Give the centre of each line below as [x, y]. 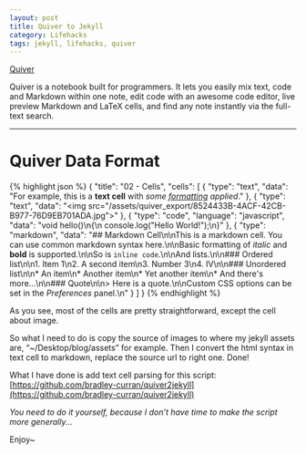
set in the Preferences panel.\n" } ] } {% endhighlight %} [115, 294]
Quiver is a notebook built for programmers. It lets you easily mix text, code [151, 87]
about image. [34, 321]
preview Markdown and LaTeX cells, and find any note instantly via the [142, 107]
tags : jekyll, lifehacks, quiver [73, 43]
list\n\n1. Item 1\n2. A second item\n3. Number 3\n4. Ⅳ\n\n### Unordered [148, 264]
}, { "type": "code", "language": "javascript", [202, 216]
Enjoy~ [22, 439]
